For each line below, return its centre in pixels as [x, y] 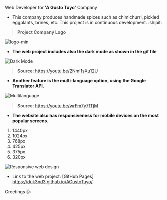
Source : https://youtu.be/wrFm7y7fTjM [58, 106]
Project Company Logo [42, 32]
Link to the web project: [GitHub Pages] [53, 176]
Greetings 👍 [18, 192]
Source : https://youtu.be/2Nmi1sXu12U [58, 71]
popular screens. [30, 121]
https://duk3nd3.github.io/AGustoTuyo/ [53, 182]
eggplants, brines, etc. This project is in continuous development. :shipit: [87, 22]
